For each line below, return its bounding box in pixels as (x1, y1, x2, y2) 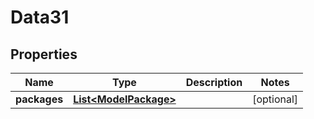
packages (15, 92, 64, 106)
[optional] (252, 92, 299, 106)
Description (185, 76, 243, 89)
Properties (10, 46, 78, 63)
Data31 (10, 6, 70, 29)
